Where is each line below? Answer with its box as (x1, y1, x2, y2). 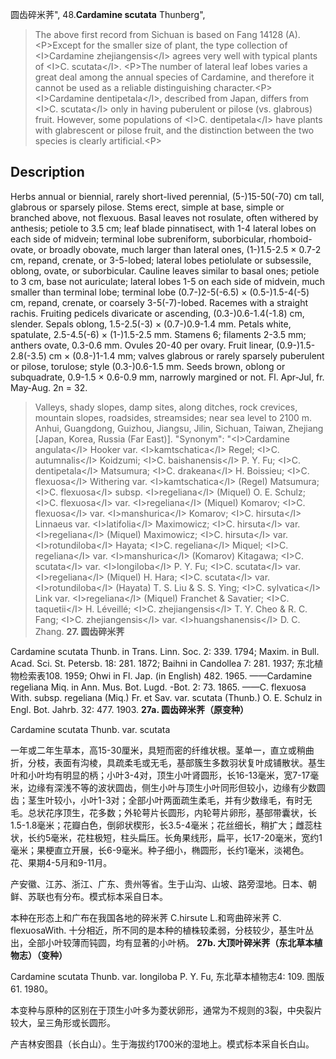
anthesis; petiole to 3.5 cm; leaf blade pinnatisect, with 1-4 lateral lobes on (10, 222, 317, 234)
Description (10, 164, 85, 181)
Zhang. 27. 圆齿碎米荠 (34, 625, 125, 637)
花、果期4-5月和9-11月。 (10, 856, 113, 868)
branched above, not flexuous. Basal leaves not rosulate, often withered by (10, 211, 319, 223)
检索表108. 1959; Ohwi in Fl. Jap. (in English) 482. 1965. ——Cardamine (18, 669, 313, 682)
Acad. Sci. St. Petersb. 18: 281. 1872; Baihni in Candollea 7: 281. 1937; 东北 (10, 657, 315, 669)
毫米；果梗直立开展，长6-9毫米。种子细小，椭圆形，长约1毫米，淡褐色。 (10, 844, 310, 856)
